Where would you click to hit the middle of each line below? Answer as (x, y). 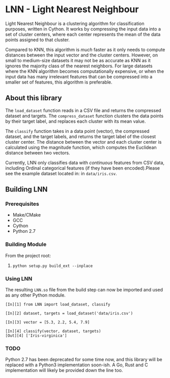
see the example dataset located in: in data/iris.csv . (61, 173)
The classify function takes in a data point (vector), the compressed (77, 131)
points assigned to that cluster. (38, 40)
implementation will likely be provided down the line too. (64, 370)
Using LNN (19, 279)
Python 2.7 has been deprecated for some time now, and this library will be (84, 360)
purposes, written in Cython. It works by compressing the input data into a (83, 29)
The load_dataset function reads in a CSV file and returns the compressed (83, 110)
